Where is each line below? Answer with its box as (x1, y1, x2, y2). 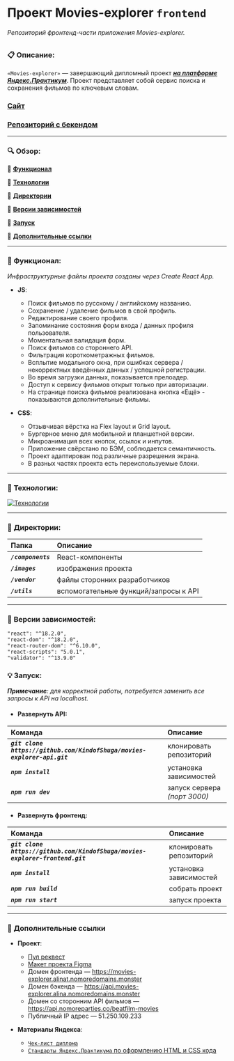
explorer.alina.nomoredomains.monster (27, 990, 141, 998)
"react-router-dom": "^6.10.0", (7, 643, 101, 650)
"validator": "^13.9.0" (7, 654, 77, 662)
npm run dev (10, 788, 51, 796)
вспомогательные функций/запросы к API (56, 586, 199, 596)
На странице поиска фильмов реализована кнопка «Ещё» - (27, 388, 205, 396)
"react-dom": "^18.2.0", (7, 636, 79, 643)
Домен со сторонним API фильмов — (27, 997, 140, 1005)
